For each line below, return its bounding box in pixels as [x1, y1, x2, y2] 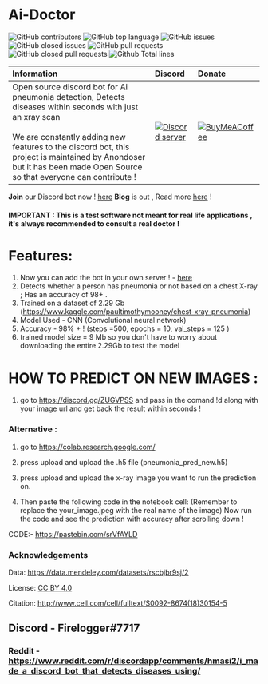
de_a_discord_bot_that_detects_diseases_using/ [8, 666, 201, 677]
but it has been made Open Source [12, 161, 143, 173]
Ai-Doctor [8, 6, 76, 24]
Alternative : [8, 424, 57, 435]
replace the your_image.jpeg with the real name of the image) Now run [19, 505, 253, 515]
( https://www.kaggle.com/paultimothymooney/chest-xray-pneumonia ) [19, 307, 251, 316]
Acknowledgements [8, 549, 89, 560]
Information [12, 68, 58, 79]
